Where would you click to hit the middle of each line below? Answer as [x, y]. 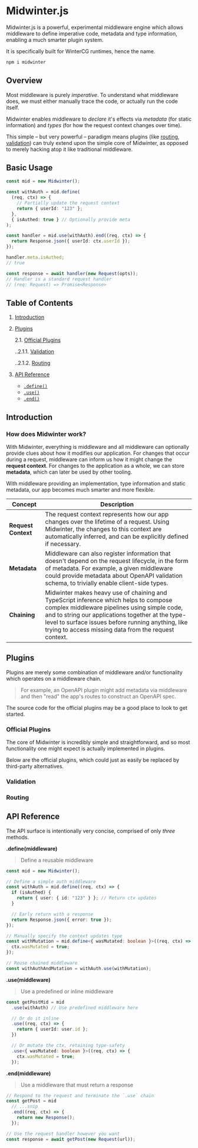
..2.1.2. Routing [32, 363]
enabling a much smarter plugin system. [55, 40]
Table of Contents [40, 303]
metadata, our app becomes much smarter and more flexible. [80, 490]
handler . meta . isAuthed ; [35, 258]
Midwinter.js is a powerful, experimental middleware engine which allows [95, 27]
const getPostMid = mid [35, 1002]
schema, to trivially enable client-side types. [107, 583]
